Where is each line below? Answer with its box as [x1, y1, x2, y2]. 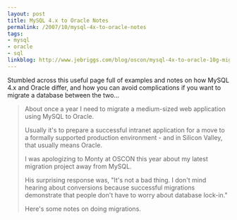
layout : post [7, 10, 46, 18]
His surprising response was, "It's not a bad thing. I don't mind [24, 175, 207, 184]
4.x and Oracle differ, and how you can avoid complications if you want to [7, 83, 221, 92]
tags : [7, 30, 23, 37]
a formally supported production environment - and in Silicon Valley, [24, 133, 223, 141]
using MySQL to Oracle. [24, 112, 94, 120]
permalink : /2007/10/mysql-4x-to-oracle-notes [7, 23, 147, 30]
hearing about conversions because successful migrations [24, 183, 195, 192]
